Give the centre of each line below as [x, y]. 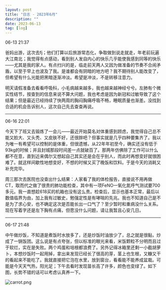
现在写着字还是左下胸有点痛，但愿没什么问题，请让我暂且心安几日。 [74, 210]
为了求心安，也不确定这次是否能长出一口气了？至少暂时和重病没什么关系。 [85, 204]
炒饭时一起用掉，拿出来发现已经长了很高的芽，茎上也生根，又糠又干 [91, 254]
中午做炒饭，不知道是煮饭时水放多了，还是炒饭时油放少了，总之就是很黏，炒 [83, 235]
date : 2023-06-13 [23, 24]
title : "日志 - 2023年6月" [31, 14]
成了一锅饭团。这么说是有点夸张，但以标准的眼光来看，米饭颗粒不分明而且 [81, 241]
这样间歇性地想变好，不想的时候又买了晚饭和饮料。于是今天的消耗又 [91, 162]
